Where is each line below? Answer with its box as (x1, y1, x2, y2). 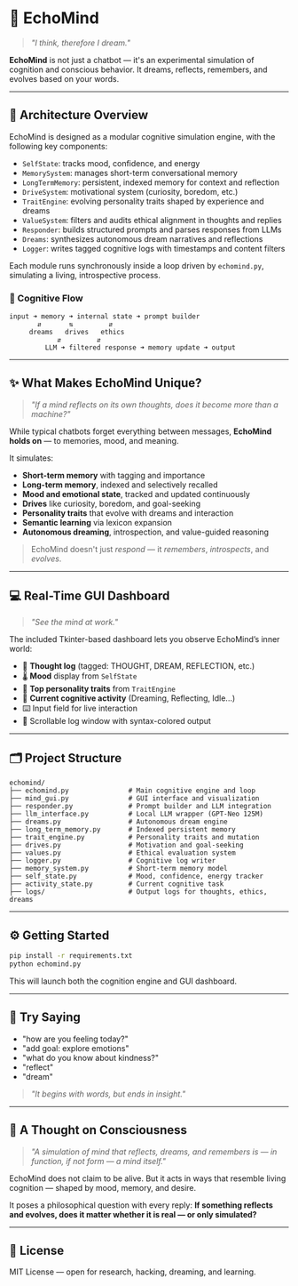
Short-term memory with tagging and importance (21, 470, 206, 480)
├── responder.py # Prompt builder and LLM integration (9, 802, 272, 811)
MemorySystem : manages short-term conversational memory (21, 167, 238, 178)
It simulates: (9, 453, 54, 463)
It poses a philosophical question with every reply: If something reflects (9, 1200, 273, 1210)
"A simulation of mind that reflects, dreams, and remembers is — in (30, 1146, 278, 1157)
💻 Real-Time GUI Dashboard (9, 589, 170, 604)
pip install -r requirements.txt (9, 952, 133, 960)
